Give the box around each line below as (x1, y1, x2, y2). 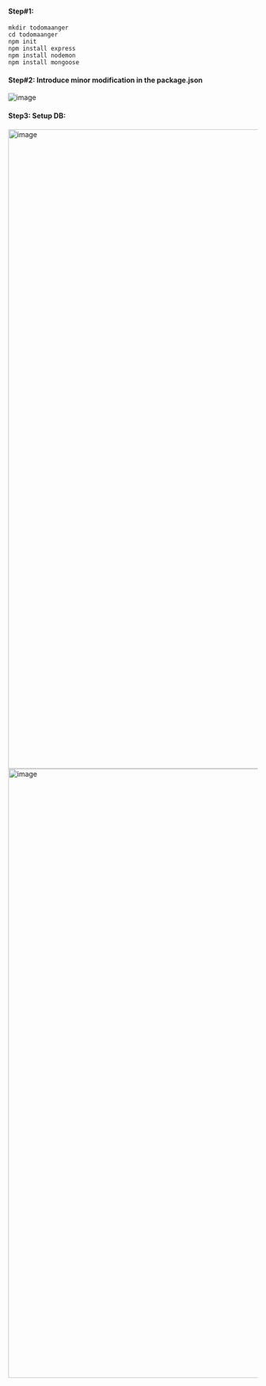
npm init (8, 38, 37, 46)
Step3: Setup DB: (8, 111, 66, 120)
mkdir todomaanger (8, 24, 69, 32)
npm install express (8, 44, 77, 53)
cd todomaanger (8, 31, 59, 39)
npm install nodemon (8, 52, 77, 59)
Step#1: (8, 6, 34, 16)
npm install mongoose (8, 59, 80, 67)
